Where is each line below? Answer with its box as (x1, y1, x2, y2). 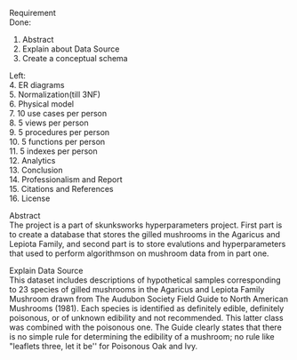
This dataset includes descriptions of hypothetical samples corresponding (9, 275, 282, 285)
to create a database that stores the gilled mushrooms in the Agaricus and (9, 229, 281, 239)
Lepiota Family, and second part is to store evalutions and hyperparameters (9, 239, 286, 249)
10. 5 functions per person (9, 137, 106, 147)
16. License (9, 193, 51, 204)
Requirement (9, 8, 56, 18)
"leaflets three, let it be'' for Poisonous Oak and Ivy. (9, 341, 198, 351)
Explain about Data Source (21, 44, 120, 54)
